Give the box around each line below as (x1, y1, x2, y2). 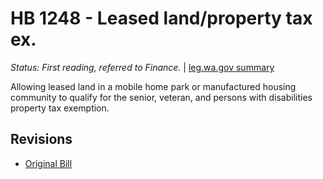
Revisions (10, 131, 73, 148)
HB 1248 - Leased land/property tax (10, 7, 313, 30)
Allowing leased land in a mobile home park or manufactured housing (10, 80, 297, 92)
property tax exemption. (10, 102, 110, 114)
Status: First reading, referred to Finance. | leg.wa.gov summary (10, 61, 275, 73)
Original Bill (24, 157, 73, 169)
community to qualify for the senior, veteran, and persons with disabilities (10, 91, 313, 103)
